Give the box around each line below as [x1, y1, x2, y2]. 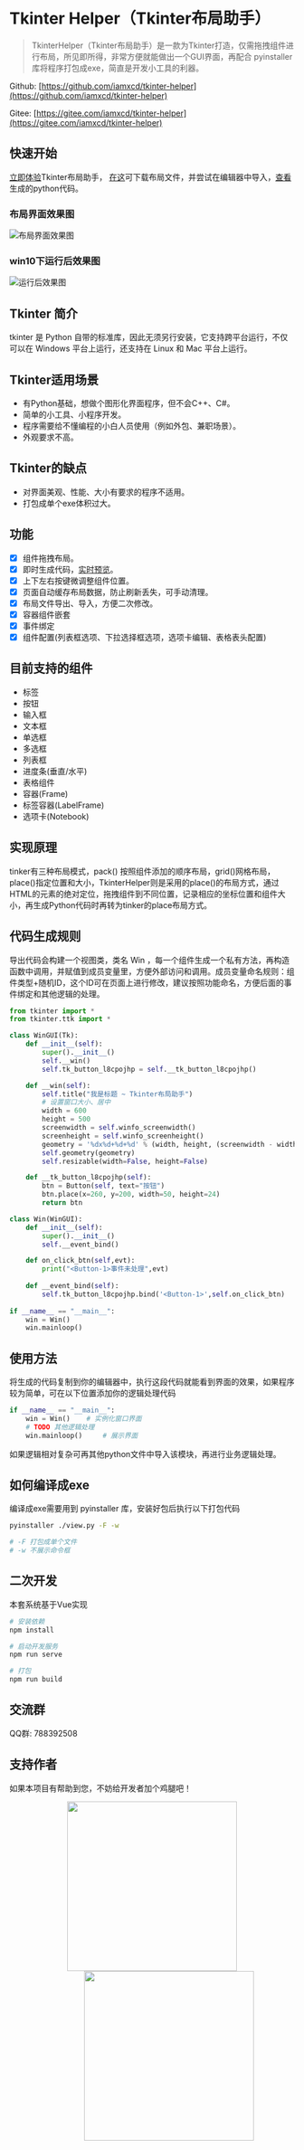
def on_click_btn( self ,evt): [25, 1256, 136, 1265]
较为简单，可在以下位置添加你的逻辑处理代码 [9, 1388, 176, 1398]
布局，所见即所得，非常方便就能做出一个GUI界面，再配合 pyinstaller [39, 51, 293, 62]
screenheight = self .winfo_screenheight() [42, 1132, 204, 1141]
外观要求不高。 [22, 431, 79, 442]
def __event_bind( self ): [25, 1282, 119, 1291]
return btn [42, 1198, 83, 1208]
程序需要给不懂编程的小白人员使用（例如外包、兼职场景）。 [22, 420, 242, 431]
